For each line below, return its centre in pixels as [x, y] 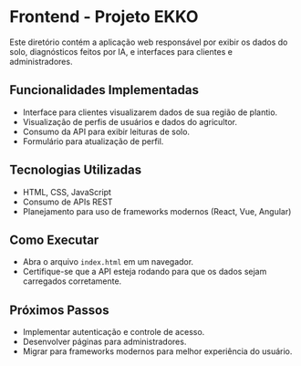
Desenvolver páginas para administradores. [104, 342]
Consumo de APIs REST [67, 202]
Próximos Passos [59, 310]
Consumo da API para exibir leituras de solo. [106, 131]
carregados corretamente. [72, 281]
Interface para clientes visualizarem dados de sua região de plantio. [150, 112]
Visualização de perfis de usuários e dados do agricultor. [130, 121]
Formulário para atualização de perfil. [93, 141]
